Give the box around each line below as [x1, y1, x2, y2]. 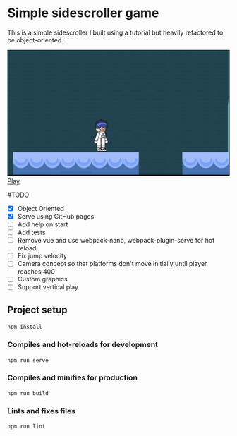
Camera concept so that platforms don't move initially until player [17, 260, 207, 268]
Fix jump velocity [17, 252, 68, 260]
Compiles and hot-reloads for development [7, 340, 159, 350]
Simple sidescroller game [7, 5, 159, 21]
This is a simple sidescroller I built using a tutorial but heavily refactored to [7, 28, 224, 37]
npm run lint [7, 423, 46, 430]
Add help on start [17, 220, 68, 229]
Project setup [7, 303, 68, 315]
